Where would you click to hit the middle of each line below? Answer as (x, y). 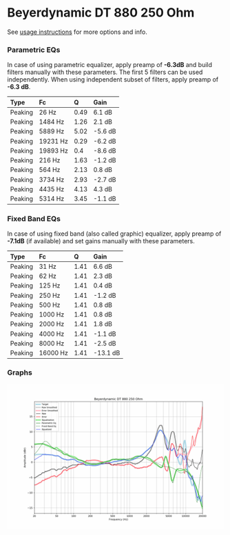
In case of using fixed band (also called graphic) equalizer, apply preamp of (114, 234)
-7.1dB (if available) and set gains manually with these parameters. (101, 241)
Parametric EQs (34, 50)
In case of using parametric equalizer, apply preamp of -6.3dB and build (109, 65)
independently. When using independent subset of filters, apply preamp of (113, 79)
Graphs (20, 373)
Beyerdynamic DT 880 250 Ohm (101, 13)
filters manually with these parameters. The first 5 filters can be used (105, 72)
